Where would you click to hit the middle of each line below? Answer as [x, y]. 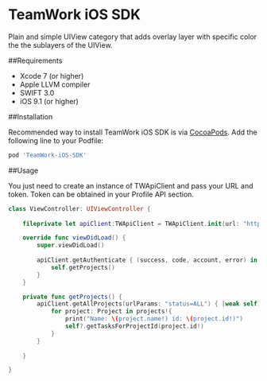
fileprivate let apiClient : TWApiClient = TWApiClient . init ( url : [131, 224]
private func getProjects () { [73, 297]
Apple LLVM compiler [55, 84]
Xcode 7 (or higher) [52, 76]
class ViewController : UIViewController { [79, 208]
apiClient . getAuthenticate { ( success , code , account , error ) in [147, 260]
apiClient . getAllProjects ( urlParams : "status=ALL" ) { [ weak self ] [149, 304]
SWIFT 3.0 [37, 92]
